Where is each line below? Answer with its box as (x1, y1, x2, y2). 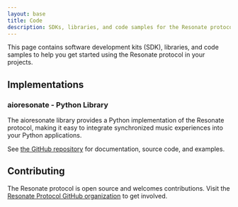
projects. (7, 58, 33, 67)
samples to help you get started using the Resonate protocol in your (7, 50, 205, 59)
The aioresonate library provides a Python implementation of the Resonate (7, 116, 225, 125)
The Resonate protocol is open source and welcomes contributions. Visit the (7, 184, 230, 192)
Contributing (7, 165, 65, 177)
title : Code (7, 17, 42, 24)
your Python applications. (7, 131, 82, 140)
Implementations (7, 79, 84, 91)
